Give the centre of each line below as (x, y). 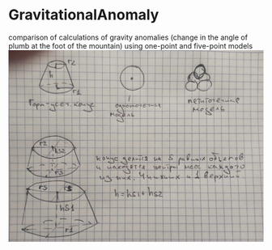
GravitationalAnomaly (84, 15)
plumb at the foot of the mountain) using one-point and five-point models (131, 45)
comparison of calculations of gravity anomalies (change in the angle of (128, 37)
